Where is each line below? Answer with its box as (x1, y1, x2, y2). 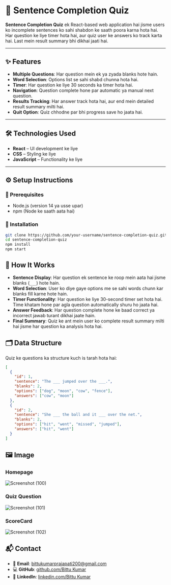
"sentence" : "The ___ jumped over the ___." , (14, 379, 113, 384)
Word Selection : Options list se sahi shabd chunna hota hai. (12, 76, 139, 82)
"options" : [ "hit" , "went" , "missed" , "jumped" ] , (14, 422, 122, 427)
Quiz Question (5, 493, 42, 500)
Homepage (5, 469, 33, 476)
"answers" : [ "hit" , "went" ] (14, 427, 74, 432)
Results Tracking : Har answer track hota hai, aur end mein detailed (12, 98, 154, 104)
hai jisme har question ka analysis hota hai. (12, 323, 103, 329)
